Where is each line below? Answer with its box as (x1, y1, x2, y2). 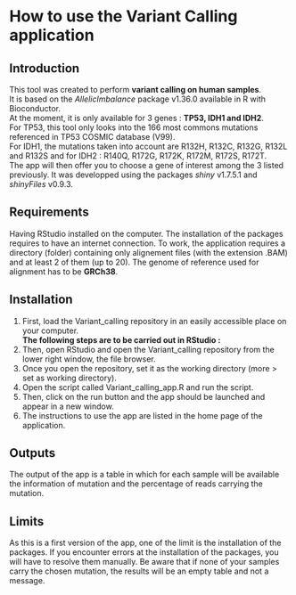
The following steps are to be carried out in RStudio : (21, 334, 221, 345)
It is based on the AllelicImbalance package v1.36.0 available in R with (9, 94, 266, 104)
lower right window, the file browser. (21, 354, 156, 364)
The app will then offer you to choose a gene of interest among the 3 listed (9, 160, 284, 170)
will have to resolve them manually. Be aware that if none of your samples (9, 557, 280, 567)
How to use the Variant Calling (9, 6, 238, 27)
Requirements (9, 205, 89, 220)
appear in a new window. (21, 401, 114, 412)
